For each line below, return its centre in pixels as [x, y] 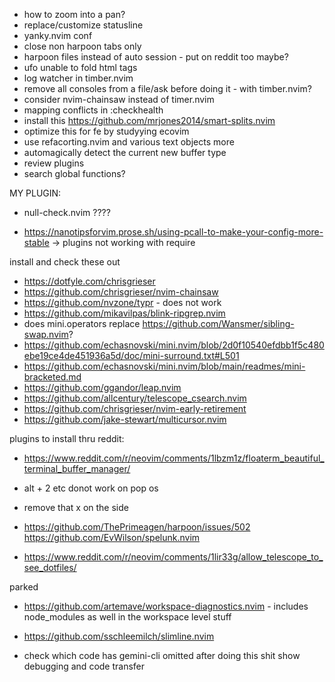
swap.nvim [46, 334]
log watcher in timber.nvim [78, 78]
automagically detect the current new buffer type [125, 152]
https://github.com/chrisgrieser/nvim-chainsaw [121, 292]
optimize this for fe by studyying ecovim [106, 131]
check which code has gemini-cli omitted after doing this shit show [162, 655]
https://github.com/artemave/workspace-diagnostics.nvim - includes [166, 606]
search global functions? [74, 173]
